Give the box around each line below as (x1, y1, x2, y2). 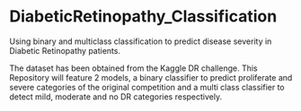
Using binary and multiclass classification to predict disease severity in (9, 36, 272, 47)
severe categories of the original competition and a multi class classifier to (9, 81, 285, 92)
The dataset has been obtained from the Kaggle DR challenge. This (9, 63, 258, 73)
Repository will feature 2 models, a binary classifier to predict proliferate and (9, 72, 293, 82)
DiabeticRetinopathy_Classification (9, 6, 278, 27)
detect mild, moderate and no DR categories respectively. (9, 91, 223, 102)
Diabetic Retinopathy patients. (9, 45, 121, 55)
